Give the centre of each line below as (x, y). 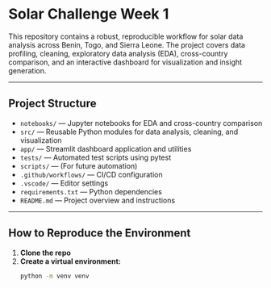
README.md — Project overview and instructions (98, 200)
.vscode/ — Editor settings (64, 183)
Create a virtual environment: (70, 261)
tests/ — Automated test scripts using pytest (96, 157)
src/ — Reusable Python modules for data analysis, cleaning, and (129, 131)
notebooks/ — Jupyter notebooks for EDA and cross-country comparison (141, 123)
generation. (27, 70)
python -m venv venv (54, 276)
